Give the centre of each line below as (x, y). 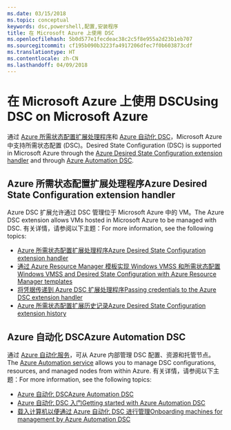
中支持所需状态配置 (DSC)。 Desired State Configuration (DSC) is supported (114, 145)
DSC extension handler (50, 297)
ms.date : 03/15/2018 (37, 13)
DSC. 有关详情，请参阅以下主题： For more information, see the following (110, 228)
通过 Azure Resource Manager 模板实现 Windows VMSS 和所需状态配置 (119, 266)
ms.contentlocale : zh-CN (43, 59)
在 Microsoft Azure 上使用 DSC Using (113, 101)
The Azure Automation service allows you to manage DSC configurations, (112, 363)
